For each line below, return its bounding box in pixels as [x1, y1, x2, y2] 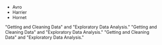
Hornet [12, 15, 27, 20]
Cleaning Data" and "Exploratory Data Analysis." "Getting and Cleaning [5, 29, 150, 35]
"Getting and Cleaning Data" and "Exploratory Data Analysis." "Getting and [5, 24, 157, 30]
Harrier [12, 9, 27, 15]
